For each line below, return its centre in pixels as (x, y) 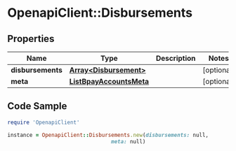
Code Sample (37, 106)
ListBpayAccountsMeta (109, 81)
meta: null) (129, 141)
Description (176, 58)
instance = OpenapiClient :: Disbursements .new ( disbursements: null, (108, 135)
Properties (31, 39)
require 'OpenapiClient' (44, 122)
